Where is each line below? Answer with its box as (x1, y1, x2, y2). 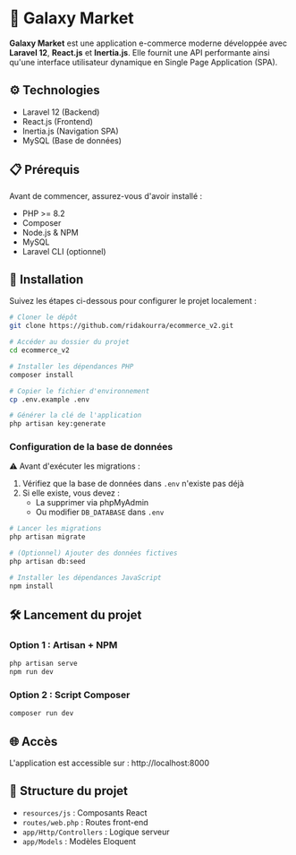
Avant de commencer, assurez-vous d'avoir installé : (9, 190, 203, 201)
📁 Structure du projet (9, 783, 128, 799)
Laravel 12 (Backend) (21, 107, 100, 117)
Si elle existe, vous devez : (21, 488, 121, 498)
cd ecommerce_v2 (9, 346, 70, 355)
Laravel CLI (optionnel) (21, 246, 106, 256)
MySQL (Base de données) (21, 134, 123, 146)
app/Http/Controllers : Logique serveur (21, 826, 170, 837)
